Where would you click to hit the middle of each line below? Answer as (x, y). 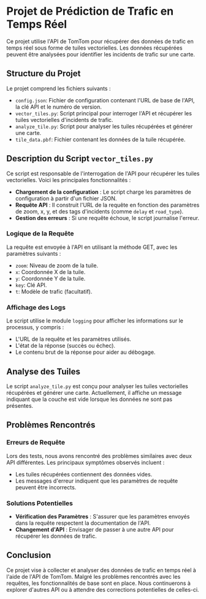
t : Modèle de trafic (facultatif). (54, 291)
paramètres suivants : (34, 253)
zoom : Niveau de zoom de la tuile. (57, 265)
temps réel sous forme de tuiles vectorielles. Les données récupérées (94, 48)
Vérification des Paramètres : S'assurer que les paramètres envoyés (102, 516)
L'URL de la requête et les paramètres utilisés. (73, 339)
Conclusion (29, 555)
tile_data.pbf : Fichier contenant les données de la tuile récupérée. (100, 139)
